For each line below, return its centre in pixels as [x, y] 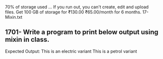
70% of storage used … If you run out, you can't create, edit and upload [77, 7]
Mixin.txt [14, 17]
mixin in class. [27, 40]
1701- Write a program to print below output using [82, 32]
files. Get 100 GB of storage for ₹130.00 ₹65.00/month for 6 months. [73, 12]
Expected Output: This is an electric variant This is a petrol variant [71, 51]
